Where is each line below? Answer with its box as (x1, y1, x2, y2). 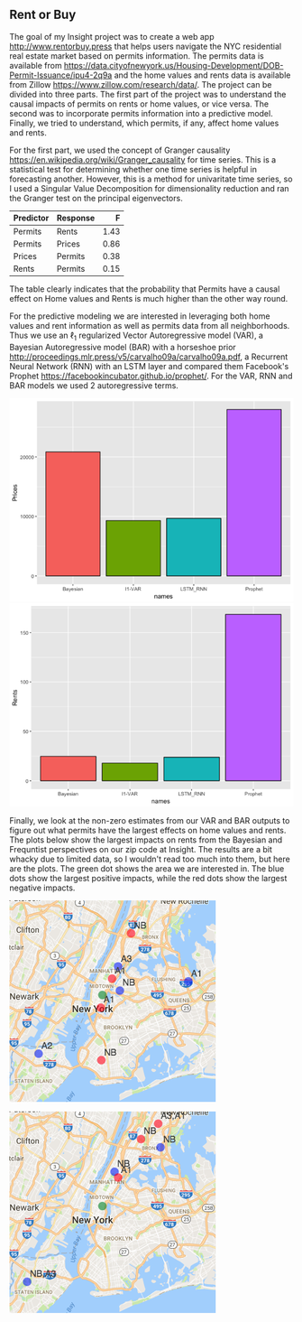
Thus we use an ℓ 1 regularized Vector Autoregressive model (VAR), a (9, 330, 264, 342)
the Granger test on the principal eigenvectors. (9, 192, 183, 203)
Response (56, 212, 96, 224)
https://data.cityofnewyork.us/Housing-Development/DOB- (63, 60, 284, 70)
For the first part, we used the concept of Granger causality (9, 144, 231, 155)
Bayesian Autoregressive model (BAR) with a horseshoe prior (9, 341, 236, 352)
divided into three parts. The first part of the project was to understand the (9, 88, 287, 99)
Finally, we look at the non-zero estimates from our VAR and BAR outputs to (9, 815, 290, 825)
